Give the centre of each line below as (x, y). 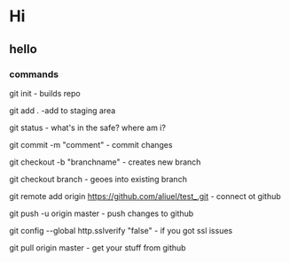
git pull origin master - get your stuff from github (98, 247)
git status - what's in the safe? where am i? (88, 127)
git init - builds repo (45, 93)
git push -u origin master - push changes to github (102, 213)
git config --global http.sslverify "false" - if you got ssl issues (121, 230)
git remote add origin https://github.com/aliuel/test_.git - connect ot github (145, 196)
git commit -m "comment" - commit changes (91, 144)
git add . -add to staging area (63, 110)
